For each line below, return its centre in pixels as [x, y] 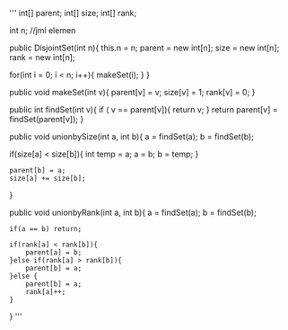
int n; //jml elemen [43, 30]
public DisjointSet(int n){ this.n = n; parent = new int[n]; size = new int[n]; [144, 48]
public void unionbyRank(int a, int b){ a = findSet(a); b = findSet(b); [133, 212]
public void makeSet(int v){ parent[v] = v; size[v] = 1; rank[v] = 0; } [132, 92]
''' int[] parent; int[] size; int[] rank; [73, 13]
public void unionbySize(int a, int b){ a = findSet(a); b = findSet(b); [131, 137]
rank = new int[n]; [42, 57]
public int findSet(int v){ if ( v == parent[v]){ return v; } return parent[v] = [144, 110]
